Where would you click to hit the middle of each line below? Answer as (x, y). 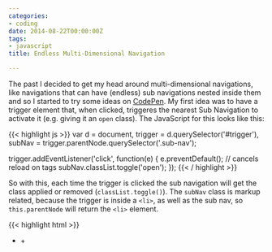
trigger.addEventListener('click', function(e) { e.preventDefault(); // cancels (134, 159)
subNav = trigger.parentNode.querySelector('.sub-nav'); (103, 143)
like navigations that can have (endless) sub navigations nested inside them (135, 93)
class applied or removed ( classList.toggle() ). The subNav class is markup (135, 191)
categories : (28, 16)
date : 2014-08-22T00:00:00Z (56, 31)
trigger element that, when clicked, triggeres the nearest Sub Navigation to (133, 110)
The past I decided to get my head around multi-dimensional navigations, (131, 84)
